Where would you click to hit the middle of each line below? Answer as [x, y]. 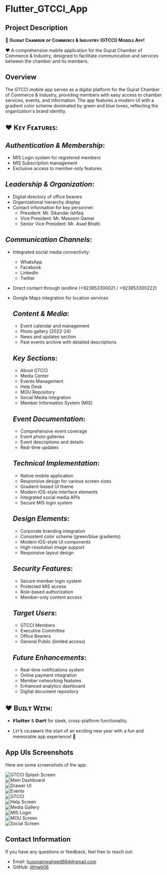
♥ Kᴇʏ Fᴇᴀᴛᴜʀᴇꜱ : [32, 128]
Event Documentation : [49, 419]
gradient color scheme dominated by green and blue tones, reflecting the [82, 105]
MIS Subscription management [45, 163]
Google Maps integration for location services [60, 298]
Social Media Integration [46, 398]
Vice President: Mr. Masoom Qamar [57, 218]
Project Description [37, 28]
